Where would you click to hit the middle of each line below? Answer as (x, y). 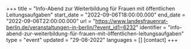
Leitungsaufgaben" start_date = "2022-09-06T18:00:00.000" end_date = (96, 15)
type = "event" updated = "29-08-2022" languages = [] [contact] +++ (92, 40)
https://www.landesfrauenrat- (131, 21)
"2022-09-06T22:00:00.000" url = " (51, 21)
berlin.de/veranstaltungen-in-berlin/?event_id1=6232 (71, 27)
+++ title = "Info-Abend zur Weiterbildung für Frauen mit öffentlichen (91, 9)
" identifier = (151, 27)
